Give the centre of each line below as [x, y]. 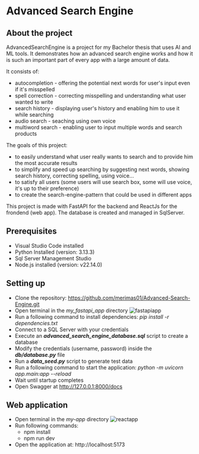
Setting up [26, 283]
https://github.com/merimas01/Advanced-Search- [129, 298]
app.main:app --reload [43, 374]
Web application [37, 405]
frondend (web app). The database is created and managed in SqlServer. [96, 212]
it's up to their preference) [47, 188]
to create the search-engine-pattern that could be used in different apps [103, 195]
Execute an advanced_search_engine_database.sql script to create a [101, 335]
